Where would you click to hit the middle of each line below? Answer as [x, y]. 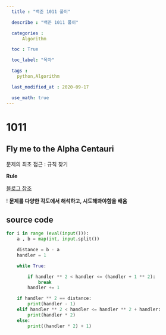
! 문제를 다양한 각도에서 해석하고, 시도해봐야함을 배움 [67, 201]
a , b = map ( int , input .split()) [58, 239]
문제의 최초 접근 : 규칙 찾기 [37, 164]
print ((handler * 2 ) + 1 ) [60, 326]
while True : [32, 266]
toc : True [25, 49]
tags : [20, 71]
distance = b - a [38, 250]
